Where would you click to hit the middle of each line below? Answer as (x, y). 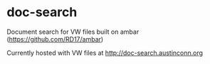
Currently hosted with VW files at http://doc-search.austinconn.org (105, 53)
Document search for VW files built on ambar (73, 32)
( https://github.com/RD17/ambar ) (55, 39)
